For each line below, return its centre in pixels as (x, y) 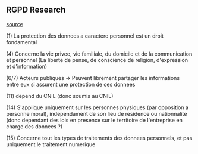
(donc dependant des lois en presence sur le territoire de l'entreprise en (94, 120)
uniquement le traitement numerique (51, 144)
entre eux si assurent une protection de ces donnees (71, 84)
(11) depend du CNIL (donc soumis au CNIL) (60, 96)
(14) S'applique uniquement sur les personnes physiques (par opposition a (98, 107)
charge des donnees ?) (34, 126)
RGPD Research (36, 10)
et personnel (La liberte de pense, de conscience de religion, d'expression (97, 60)
